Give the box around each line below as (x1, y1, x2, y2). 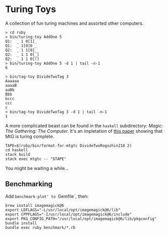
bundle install (5, 220, 37, 225)
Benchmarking (5, 180, 53, 189)
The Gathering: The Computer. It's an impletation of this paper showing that (5, 128, 163, 134)
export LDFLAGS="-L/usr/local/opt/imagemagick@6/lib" (5, 207, 121, 212)
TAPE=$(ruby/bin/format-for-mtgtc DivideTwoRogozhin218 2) (5, 143, 132, 148)
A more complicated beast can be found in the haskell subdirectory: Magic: (5, 123, 163, 129)
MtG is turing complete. (5, 133, 54, 139)
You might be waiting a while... (5, 165, 69, 171)
